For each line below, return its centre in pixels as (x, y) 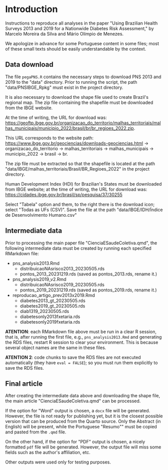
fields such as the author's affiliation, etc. (48, 452)
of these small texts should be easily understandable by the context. (76, 49)
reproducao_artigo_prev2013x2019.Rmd (54, 295)
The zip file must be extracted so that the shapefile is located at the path (80, 164)
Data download (29, 64)
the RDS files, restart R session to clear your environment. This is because (82, 342)
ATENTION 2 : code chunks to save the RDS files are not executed (73, 357)
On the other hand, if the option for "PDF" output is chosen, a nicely (75, 442)
